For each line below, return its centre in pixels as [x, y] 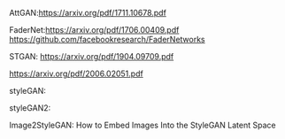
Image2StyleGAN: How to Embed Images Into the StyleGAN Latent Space [142, 125]
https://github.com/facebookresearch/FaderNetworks [107, 39]
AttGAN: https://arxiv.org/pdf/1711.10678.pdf [88, 13]
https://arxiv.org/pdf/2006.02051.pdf [76, 73]
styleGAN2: [30, 108]
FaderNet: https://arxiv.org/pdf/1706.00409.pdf [94, 30]
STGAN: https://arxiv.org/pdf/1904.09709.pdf [92, 56]
